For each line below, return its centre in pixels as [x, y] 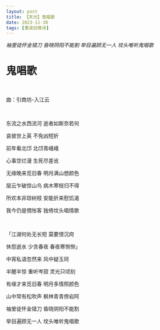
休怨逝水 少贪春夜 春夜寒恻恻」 [43, 247]
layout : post [22, 11]
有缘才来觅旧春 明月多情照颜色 [43, 284]
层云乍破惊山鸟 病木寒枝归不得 [43, 185]
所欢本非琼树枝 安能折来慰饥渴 [43, 198]
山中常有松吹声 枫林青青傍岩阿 [43, 297]
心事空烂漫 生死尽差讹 [32, 161]
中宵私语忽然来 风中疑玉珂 [37, 259]
